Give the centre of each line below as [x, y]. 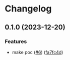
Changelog [28, 9]
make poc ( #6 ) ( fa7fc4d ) [38, 52]
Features [16, 41]
